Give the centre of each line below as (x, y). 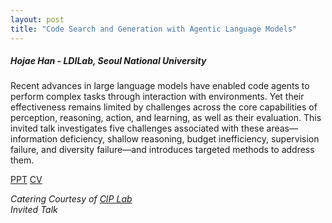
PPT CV (26, 180)
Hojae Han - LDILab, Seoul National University (108, 61)
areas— (282, 128)
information (34, 139)
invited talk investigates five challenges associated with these (137, 128)
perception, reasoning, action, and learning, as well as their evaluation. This (166, 118)
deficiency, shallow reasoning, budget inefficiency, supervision (189, 139)
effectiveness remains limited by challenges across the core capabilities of (164, 107)
